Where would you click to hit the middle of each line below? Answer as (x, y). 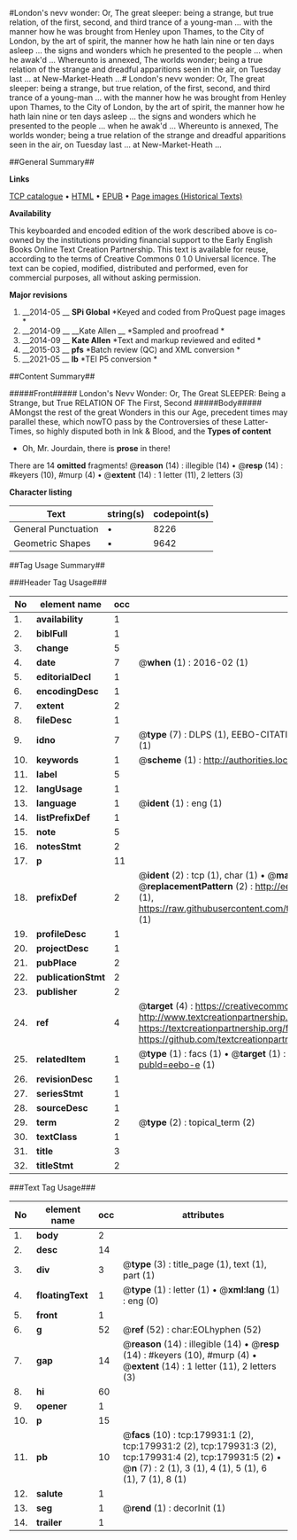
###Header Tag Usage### (58, 582)
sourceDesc (62, 1108)
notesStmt (59, 846)
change (53, 648)
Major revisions (38, 295)
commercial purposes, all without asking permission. (105, 278)
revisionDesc (65, 1079)
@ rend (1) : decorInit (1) (174, 1508)
